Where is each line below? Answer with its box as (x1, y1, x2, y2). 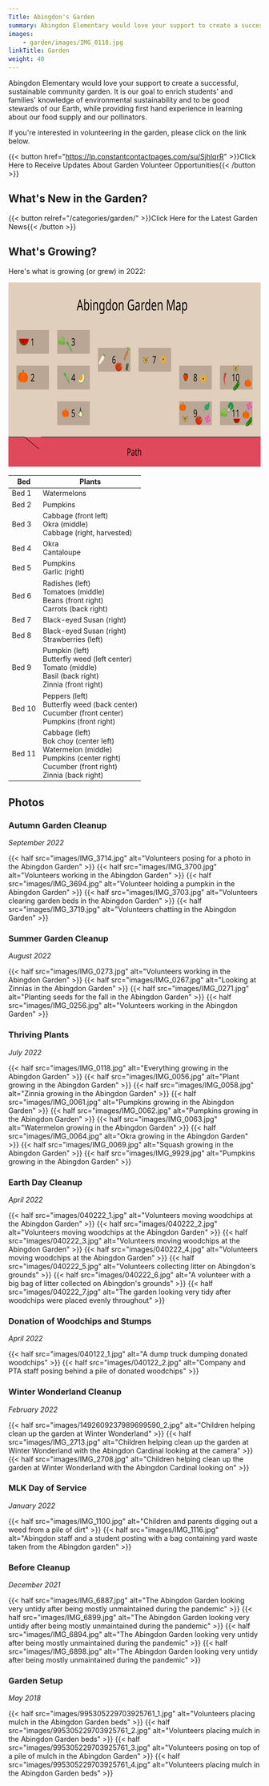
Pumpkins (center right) (42, 753, 122, 763)
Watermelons (42, 489, 86, 498)
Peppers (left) (42, 691, 89, 700)
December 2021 (8, 1580, 61, 1590)
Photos (8, 796, 45, 809)
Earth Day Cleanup (8, 1176, 82, 1187)
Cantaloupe (42, 547, 82, 557)
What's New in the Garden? (8, 192, 148, 206)
